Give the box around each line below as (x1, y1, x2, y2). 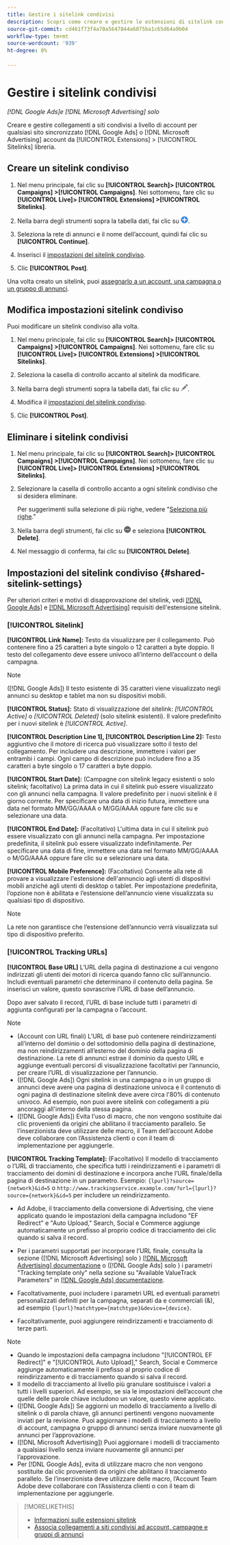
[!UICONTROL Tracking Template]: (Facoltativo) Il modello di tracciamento (7, 1154, 219, 1163)
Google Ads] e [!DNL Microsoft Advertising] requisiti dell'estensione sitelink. (7, 603, 222, 611)
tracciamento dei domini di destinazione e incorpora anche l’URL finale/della (7, 1169, 222, 1177)
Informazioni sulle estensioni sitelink (34, 1516, 137, 1524)
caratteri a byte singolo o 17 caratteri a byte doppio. (7, 762, 153, 770)
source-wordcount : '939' (7, 40, 78, 47)
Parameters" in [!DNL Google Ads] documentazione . (16, 1276, 165, 1284)
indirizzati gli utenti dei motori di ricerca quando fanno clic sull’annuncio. (7, 970, 212, 978)
